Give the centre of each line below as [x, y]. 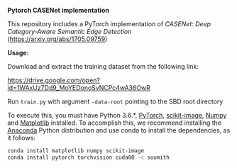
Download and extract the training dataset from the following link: [103, 66]
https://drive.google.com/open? [54, 80]
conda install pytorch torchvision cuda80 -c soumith [89, 157]
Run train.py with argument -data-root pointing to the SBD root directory [115, 101]
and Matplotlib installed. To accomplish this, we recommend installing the [115, 123]
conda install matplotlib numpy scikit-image [76, 151]
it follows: [21, 138]
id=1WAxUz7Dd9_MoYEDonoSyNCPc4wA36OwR [79, 88]
